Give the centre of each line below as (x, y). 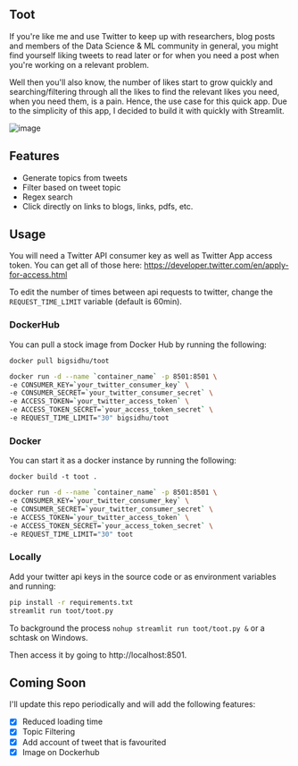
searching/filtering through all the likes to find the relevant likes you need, (145, 91)
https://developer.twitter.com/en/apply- (216, 265)
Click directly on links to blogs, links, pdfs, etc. (108, 206)
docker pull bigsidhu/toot (59, 361)
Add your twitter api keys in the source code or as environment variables (143, 576)
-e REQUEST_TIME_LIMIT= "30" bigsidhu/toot (89, 418)
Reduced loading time (62, 722)
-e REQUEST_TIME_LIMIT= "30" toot (71, 534)
